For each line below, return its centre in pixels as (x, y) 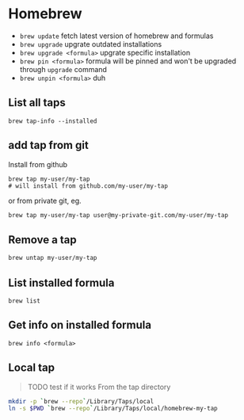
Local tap (32, 368)
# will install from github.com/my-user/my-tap (88, 186)
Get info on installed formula (80, 325)
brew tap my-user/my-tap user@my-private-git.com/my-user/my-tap (118, 215)
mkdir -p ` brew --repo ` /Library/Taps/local (81, 401)
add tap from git (48, 145)
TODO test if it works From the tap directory (99, 387)
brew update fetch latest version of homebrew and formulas (116, 36)
